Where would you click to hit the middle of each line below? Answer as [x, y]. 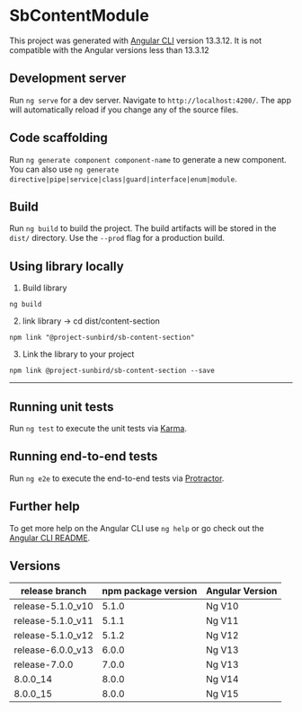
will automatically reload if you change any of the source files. [124, 110]
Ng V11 [222, 621]
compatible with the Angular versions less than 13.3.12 [109, 49]
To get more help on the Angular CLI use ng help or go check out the [137, 528]
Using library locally [67, 266]
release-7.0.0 [44, 664]
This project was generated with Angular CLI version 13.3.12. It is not [136, 40]
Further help [45, 507]
